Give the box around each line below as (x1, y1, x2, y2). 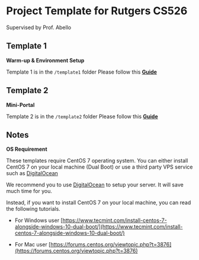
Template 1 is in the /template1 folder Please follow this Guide (6, 68, 157, 75)
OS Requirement (6, 145, 47, 153)
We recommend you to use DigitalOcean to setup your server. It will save (6, 181, 184, 188)
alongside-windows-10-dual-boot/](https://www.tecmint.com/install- (14, 223, 183, 230)
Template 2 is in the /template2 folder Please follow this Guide (6, 113, 158, 120)
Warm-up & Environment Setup (6, 56, 85, 64)
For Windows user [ (14, 217, 63, 224)
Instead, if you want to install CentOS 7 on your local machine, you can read (6, 199, 191, 206)
